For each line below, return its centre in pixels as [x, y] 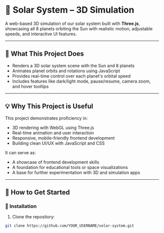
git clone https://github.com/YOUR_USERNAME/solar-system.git [70, 226]
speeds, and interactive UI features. [41, 34]
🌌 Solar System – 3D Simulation [70, 10]
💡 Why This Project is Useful [49, 106]
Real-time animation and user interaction [53, 133]
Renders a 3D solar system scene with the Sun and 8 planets [73, 65]
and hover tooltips [30, 86]
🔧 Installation [21, 206]
